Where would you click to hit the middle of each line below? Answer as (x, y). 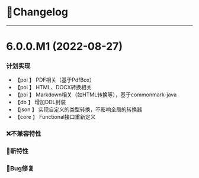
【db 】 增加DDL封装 (40, 102)
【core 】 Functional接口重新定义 (55, 117)
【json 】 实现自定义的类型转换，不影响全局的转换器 (78, 109)
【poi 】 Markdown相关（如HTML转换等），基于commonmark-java (96, 95)
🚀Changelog (37, 12)
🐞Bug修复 (20, 169)
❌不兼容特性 (24, 134)
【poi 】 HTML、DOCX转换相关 (53, 88)
